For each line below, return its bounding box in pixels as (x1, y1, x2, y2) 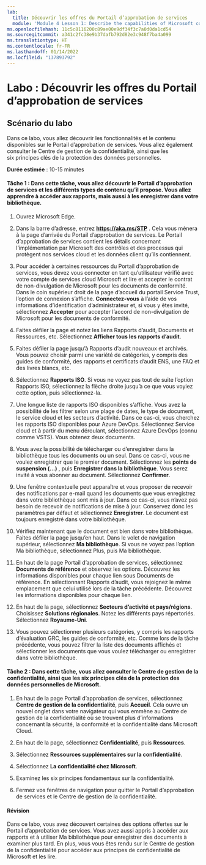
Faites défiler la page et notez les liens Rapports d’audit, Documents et (15, 326, 194, 333)
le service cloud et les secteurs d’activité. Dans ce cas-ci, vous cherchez (15, 414, 200, 421)
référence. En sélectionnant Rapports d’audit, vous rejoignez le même (15, 578, 191, 585)
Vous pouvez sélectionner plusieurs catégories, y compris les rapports (15, 628, 194, 635)
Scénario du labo (7, 118, 73, 128)
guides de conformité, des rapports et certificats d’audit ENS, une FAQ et (15, 357, 200, 365)
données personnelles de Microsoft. (7, 681, 101, 688)
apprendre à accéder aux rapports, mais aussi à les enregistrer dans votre (7, 193, 199, 200)
